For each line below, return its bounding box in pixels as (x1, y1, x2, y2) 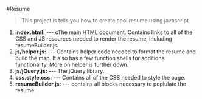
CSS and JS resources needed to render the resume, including (15, 35, 172, 42)
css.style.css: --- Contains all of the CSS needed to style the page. (15, 74, 186, 81)
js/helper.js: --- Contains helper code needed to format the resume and (15, 48, 196, 55)
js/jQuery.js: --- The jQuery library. (15, 67, 105, 75)
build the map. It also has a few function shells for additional (15, 55, 166, 61)
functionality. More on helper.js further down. (15, 61, 129, 68)
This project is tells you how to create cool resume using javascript (21, 17, 189, 24)
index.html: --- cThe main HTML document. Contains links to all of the (15, 29, 193, 36)
